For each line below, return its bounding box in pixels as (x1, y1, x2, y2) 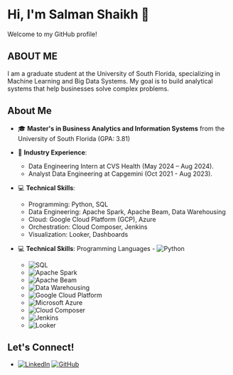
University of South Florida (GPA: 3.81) (17, 134, 131, 142)
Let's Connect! (7, 341, 75, 353)
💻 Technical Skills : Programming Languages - (17, 244, 156, 252)
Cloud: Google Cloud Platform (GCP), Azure (28, 215, 156, 223)
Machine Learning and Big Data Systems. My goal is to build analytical (7, 77, 213, 85)
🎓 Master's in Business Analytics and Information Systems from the (17, 124, 225, 133)
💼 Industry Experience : (17, 148, 87, 157)
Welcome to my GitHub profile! (7, 30, 97, 38)
